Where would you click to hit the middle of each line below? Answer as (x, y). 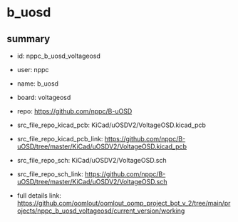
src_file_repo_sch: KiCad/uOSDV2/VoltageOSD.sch (92, 160)
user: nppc (33, 70)
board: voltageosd (44, 97)
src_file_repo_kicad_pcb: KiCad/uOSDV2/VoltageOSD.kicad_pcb (111, 125)
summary (29, 39)
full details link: (39, 196)
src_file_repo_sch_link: (50, 174)
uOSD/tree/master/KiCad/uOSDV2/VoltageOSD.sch (92, 182)
